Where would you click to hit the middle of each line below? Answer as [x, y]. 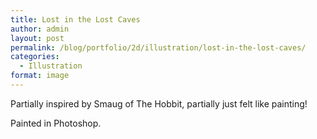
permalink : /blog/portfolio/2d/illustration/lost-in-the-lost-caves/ [158, 47]
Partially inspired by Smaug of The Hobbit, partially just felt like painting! [159, 103]
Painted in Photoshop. [56, 123]
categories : [35, 57]
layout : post [37, 38]
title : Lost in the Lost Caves [75, 19]
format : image [40, 76]
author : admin [40, 29]
